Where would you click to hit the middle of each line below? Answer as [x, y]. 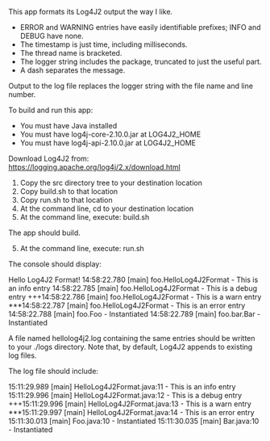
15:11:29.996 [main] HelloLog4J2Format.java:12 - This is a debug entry [125, 395]
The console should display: [55, 264]
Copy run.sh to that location [66, 200]
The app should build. [44, 233]
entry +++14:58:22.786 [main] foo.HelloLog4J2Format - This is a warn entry [135, 297]
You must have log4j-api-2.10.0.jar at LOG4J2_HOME [108, 143]
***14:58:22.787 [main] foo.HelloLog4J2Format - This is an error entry [127, 305]
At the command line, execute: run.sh [82, 248]
